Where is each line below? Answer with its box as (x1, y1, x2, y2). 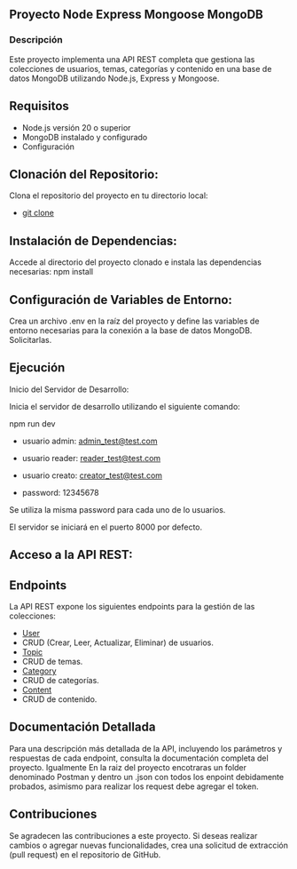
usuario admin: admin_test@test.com (21, 435, 158, 446)
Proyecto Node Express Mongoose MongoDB (9, 7, 263, 22)
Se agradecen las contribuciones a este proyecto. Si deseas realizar (9, 830, 258, 841)
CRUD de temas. (21, 656, 83, 666)
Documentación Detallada (9, 720, 156, 735)
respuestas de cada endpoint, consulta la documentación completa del (9, 753, 269, 763)
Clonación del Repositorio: (9, 166, 159, 181)
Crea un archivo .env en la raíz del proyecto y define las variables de (9, 315, 260, 326)
